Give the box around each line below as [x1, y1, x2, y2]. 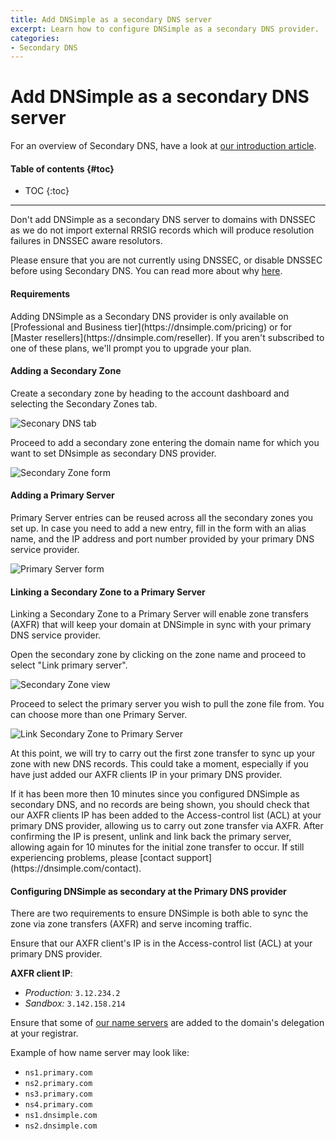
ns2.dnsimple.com [24, 1121, 98, 1131]
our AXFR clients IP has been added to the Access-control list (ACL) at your [10, 809, 322, 821]
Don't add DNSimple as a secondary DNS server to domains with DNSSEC [10, 214, 317, 226]
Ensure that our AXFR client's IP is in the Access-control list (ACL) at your [10, 937, 313, 950]
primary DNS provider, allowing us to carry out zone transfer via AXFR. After [10, 820, 324, 832]
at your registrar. [10, 1027, 79, 1040]
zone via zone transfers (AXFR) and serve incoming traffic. [10, 918, 253, 930]
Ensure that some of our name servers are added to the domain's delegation [10, 1017, 325, 1029]
